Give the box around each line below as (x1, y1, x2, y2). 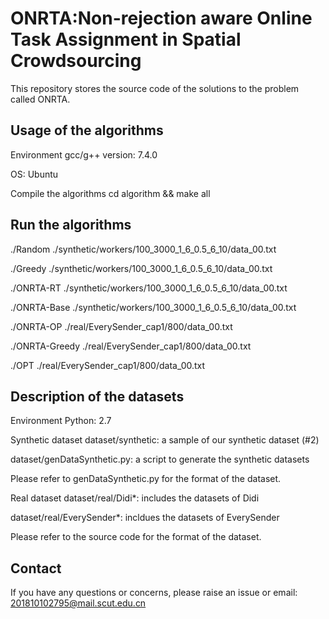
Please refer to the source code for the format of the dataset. (10, 531, 262, 543)
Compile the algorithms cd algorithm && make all (10, 187, 211, 199)
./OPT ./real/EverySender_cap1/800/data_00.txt (10, 359, 206, 371)
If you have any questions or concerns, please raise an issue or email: (10, 587, 298, 599)
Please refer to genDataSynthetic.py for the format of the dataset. (10, 473, 282, 485)
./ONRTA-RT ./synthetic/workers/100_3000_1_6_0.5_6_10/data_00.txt (10, 282, 288, 294)
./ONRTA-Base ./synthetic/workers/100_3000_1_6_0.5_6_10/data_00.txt (10, 301, 297, 313)
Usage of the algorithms (10, 122, 164, 139)
